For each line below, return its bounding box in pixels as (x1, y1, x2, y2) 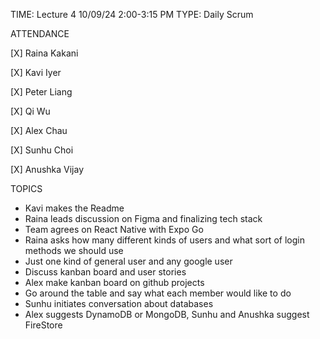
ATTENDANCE (10, 28, 70, 39)
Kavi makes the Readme (24, 202, 125, 214)
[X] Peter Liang (10, 86, 73, 98)
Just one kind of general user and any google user (24, 255, 233, 267)
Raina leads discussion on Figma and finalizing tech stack (24, 213, 263, 224)
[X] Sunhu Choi (10, 144, 74, 156)
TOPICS (10, 183, 43, 194)
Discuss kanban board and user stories (24, 266, 187, 278)
